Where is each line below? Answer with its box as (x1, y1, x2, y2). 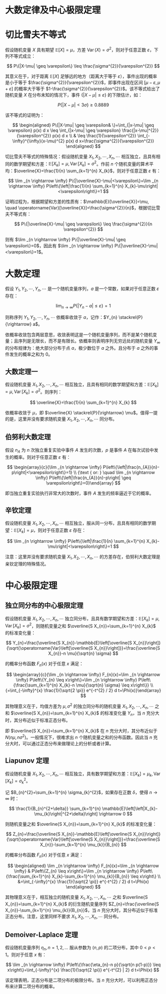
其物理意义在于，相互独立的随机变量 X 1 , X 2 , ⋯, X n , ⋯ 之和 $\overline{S (5, 894, 148, 901)
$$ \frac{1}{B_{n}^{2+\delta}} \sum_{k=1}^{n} (9, 805, 101, 811)
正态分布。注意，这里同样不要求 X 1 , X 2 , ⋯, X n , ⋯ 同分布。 (5, 913, 121, 921)
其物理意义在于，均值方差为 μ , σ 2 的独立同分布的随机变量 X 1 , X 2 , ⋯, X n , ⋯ (5, 702, 154, 710)
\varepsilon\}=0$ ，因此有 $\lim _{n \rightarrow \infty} (5, 243, 113, 249)
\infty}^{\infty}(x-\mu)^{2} (12, 138, 65, 144)
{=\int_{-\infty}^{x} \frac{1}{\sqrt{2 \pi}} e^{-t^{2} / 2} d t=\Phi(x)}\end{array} (5, 687, 162, 693)
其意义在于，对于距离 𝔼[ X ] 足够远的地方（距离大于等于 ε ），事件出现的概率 (5, 73, 158, 79)
